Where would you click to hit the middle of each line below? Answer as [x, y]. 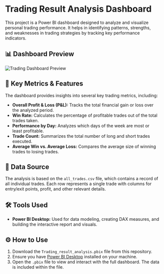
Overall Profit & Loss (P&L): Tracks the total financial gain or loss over [83, 105]
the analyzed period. [33, 110]
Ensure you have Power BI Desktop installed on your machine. [75, 257]
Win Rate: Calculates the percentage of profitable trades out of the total [85, 115]
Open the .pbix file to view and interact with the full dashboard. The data [86, 262]
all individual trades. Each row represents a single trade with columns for [78, 184]
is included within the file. [38, 267]
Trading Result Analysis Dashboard [78, 9]
